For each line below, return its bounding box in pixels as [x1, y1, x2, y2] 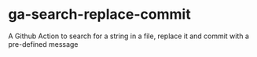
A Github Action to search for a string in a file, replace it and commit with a [8, 31, 250, 41]
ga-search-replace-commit [8, 5, 191, 23]
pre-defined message [8, 39, 79, 48]
